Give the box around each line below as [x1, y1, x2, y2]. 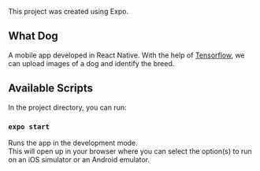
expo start [8, 122, 50, 131]
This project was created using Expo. [8, 7, 128, 16]
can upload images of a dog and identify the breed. [8, 58, 175, 68]
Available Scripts [8, 82, 93, 95]
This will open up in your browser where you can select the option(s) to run [8, 146, 252, 156]
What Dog [8, 29, 59, 43]
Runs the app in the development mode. [8, 138, 138, 147]
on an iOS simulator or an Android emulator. [8, 154, 150, 164]
